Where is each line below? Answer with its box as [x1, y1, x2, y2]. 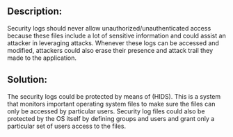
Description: [7, 6, 63, 17]
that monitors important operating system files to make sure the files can [7, 99, 216, 108]
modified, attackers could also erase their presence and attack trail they [7, 46, 214, 54]
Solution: [7, 74, 47, 86]
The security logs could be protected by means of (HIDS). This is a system [7, 92, 221, 100]
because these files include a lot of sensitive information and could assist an [7, 31, 226, 40]
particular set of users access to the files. [7, 122, 127, 130]
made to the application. [7, 54, 77, 62]
